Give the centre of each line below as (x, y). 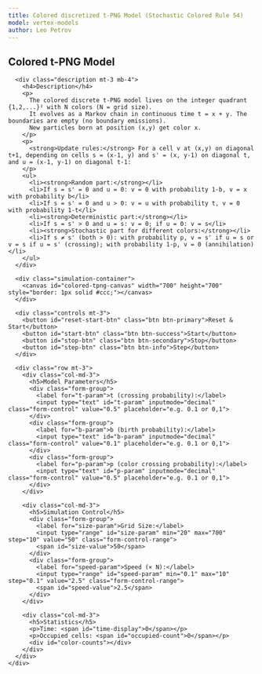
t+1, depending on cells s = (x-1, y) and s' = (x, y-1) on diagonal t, (129, 155)
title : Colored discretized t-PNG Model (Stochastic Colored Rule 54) (126, 15)
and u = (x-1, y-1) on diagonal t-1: (70, 162)
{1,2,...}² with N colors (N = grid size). (80, 107)
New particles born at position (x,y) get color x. (115, 128)
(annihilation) (229, 245)
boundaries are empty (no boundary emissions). (87, 121)
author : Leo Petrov (40, 30)
